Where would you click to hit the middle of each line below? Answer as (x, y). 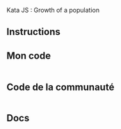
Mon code (29, 55)
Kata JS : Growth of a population (53, 10)
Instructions (33, 32)
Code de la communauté (60, 87)
